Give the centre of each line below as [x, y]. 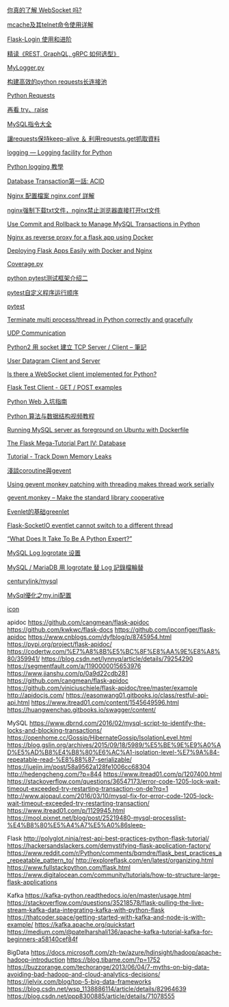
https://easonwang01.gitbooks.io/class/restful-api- [137, 695]
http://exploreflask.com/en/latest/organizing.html [145, 860]
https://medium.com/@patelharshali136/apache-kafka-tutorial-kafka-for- [110, 932]
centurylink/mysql [32, 581]
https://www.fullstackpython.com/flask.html [69, 867]
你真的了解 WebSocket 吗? [44, 10]
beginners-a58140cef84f [43, 939]
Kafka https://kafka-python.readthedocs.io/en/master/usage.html [99, 895]
